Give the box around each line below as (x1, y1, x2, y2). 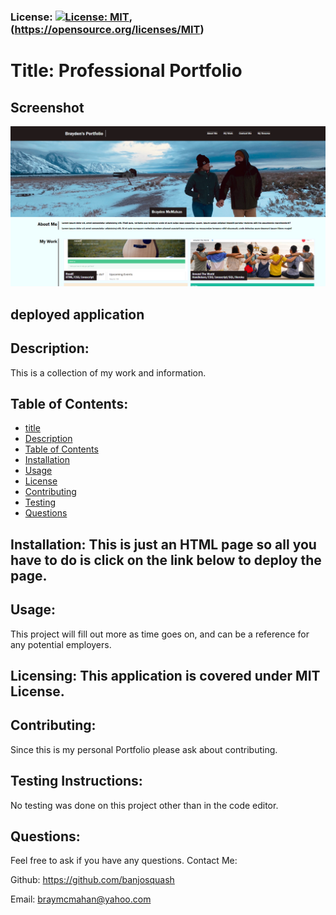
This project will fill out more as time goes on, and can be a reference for (10, 628, 310, 640)
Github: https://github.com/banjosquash (10, 874, 175, 886)
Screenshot (10, 99, 85, 116)
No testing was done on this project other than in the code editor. (10, 799, 279, 811)
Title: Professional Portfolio (10, 60, 243, 82)
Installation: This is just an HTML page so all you (10, 536, 317, 553)
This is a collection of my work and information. (10, 366, 207, 379)
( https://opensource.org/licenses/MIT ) (10, 22, 205, 36)
